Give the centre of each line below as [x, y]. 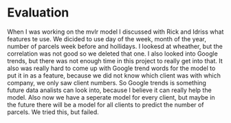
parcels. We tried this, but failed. [53, 112]
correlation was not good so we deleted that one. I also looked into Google [112, 54]
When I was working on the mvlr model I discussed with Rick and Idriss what [115, 32]
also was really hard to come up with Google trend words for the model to [111, 68]
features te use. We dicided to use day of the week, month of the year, [107, 38]
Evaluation [38, 13]
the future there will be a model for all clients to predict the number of [106, 104]
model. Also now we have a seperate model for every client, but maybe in [111, 97]
